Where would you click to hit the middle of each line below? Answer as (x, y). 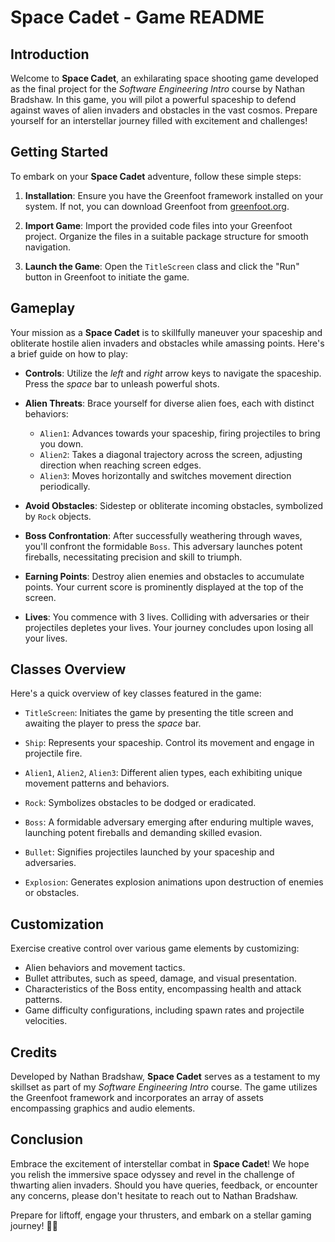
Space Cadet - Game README (137, 17)
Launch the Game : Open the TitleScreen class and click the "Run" (162, 266)
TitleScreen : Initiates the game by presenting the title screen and (159, 713)
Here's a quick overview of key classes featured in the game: (136, 693)
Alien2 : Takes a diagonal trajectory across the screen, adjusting (171, 454)
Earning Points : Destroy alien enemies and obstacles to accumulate (164, 576)
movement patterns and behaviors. (97, 783)
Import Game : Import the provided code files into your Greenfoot (158, 225)
